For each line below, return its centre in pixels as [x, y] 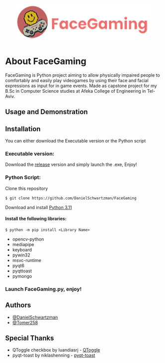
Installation [23, 129]
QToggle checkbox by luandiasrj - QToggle [56, 350]
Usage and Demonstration [46, 112]
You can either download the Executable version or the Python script [76, 141]
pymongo [22, 276]
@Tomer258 [25, 322]
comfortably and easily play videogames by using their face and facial [77, 80]
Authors [18, 305]
